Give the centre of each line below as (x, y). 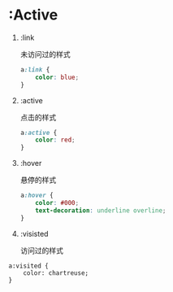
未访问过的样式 (45, 54)
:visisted (34, 233)
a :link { (35, 70)
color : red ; (55, 140)
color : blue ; (57, 77)
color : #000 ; (57, 203)
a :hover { (37, 196)
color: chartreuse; (56, 273)
